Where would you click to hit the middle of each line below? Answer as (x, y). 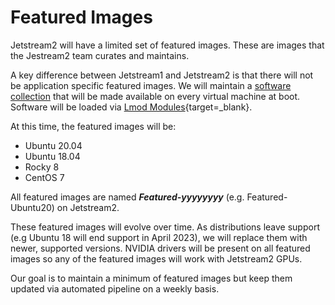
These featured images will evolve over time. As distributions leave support (165, 227)
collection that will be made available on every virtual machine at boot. (155, 96)
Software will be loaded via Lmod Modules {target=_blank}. (131, 107)
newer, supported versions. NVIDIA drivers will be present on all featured (160, 248)
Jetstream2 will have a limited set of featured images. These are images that (167, 45)
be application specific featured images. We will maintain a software (151, 85)
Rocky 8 (42, 167)
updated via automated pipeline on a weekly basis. (115, 288)
